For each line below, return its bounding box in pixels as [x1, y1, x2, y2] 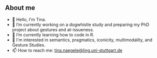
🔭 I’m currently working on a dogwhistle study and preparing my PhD [12, 22, 150, 27]
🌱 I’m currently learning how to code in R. [12, 32, 95, 37]
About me [5, 4, 35, 12]
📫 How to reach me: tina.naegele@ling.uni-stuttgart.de [12, 47, 123, 53]
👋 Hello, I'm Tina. [12, 16, 46, 22]
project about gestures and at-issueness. [12, 26, 94, 33]
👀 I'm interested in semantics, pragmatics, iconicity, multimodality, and [12, 37, 153, 43]
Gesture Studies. [12, 42, 46, 47]
